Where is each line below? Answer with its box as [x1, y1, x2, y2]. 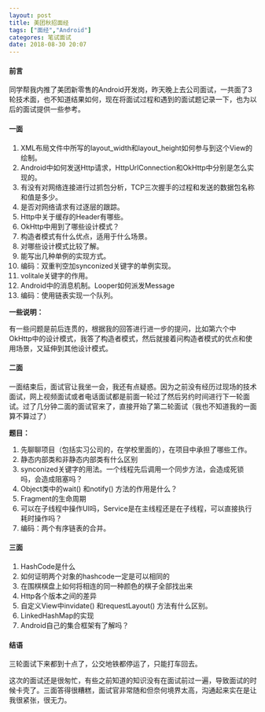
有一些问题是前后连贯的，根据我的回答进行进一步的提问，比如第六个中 [9, 324, 237, 333]
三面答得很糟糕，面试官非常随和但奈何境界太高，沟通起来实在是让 [42, 685, 257, 695]
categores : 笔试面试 [9, 33, 72, 42]
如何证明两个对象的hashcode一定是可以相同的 [20, 571, 170, 581]
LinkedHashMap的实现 [20, 611, 94, 620]
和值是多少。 [20, 192, 62, 201]
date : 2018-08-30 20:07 [9, 41, 87, 49]
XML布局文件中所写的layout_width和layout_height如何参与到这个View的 [20, 143, 253, 152]
